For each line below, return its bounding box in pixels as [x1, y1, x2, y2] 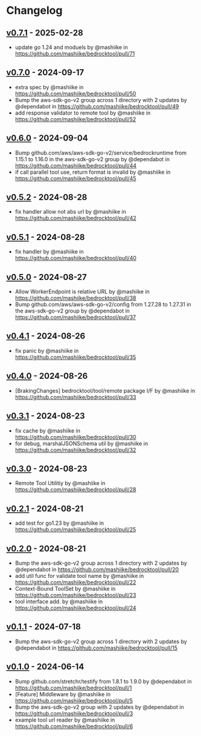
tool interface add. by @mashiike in [14, 598, 103, 605]
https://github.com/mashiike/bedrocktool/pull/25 [14, 526, 136, 533]
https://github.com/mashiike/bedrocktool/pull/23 [14, 591, 136, 598]
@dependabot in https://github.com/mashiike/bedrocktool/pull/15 [14, 644, 178, 652]
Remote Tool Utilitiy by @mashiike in [14, 480, 106, 487]
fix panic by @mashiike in [14, 347, 79, 354]
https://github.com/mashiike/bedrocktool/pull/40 [14, 255, 137, 262]
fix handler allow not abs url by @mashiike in [14, 208, 127, 215]
